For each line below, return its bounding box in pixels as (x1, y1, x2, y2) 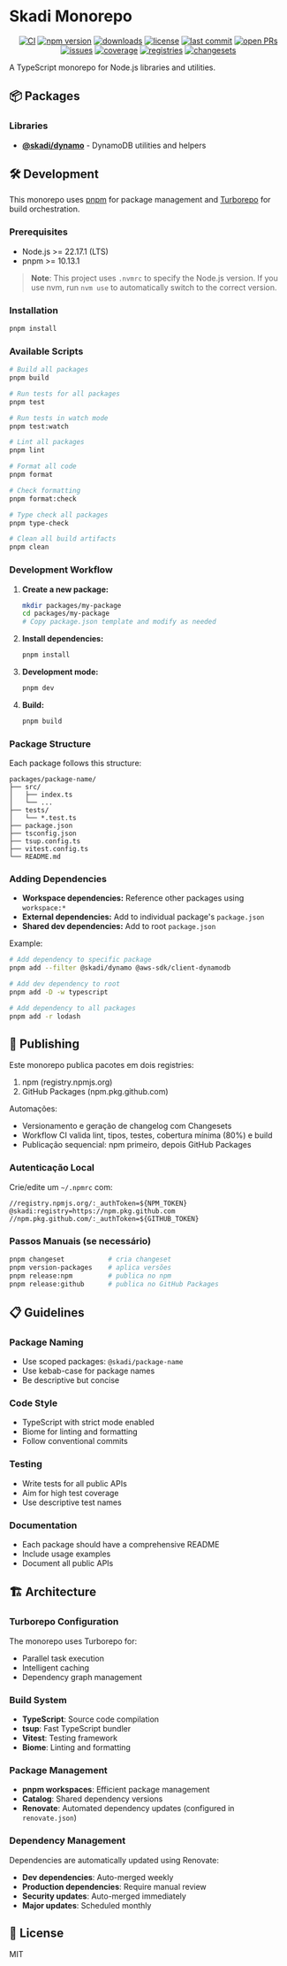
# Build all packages (9, 365, 89, 374)
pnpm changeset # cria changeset (9, 1255, 172, 1263)
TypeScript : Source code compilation (21, 1714, 160, 1724)
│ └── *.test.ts (9, 814, 77, 823)
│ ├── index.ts (9, 790, 73, 800)
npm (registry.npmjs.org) (21, 1077, 113, 1087)
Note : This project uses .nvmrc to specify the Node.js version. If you (30, 273, 278, 283)
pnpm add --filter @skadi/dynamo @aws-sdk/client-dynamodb (9, 964, 231, 972)
